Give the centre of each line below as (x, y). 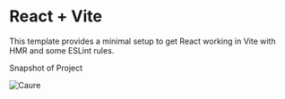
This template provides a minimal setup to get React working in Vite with (142, 41)
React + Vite (56, 16)
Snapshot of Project (46, 68)
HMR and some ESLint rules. (62, 50)
